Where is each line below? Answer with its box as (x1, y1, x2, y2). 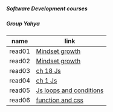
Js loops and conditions (36, 86, 104, 95)
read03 (9, 67, 30, 75)
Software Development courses (6, 5, 88, 12)
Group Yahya (6, 20, 40, 27)
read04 (9, 76, 30, 85)
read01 (9, 47, 30, 55)
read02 (9, 57, 30, 66)
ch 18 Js (36, 67, 62, 75)
